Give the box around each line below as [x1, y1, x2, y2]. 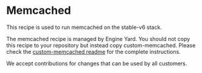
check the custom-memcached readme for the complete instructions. [6, 48, 181, 55]
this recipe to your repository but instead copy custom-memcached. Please [6, 42, 196, 49]
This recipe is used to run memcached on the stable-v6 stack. [6, 24, 162, 31]
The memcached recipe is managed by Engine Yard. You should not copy [6, 35, 190, 42]
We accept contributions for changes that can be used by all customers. [6, 60, 187, 67]
